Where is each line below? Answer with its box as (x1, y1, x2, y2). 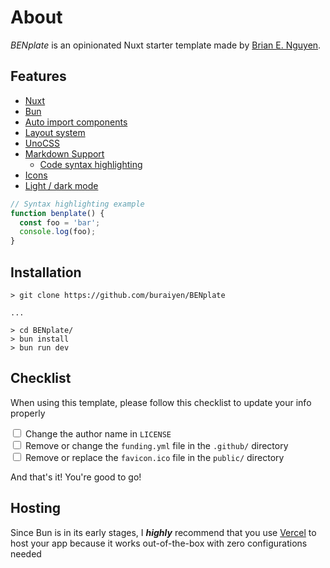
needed (10, 547, 42, 560)
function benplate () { (10, 208, 105, 218)
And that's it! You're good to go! (10, 471, 142, 483)
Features (10, 68, 67, 85)
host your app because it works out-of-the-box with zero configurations (10, 537, 308, 549)
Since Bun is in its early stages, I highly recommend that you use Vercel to (10, 526, 317, 538)
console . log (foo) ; (19, 227, 97, 237)
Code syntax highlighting (39, 158, 143, 170)
